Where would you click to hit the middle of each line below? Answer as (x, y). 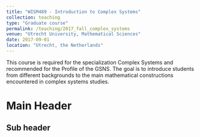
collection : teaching (33, 17)
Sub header (29, 128)
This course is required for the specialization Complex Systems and (90, 62)
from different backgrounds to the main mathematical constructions (90, 75)
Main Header (39, 106)
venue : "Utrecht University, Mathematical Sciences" (74, 34)
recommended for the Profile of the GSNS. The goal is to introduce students (100, 68)
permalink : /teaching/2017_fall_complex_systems (68, 29)
